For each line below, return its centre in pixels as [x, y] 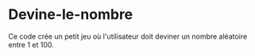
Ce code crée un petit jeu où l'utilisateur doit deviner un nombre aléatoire [128, 36]
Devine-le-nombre [71, 15]
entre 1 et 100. [31, 44]
